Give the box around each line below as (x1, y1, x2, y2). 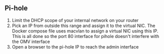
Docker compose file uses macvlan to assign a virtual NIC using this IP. (11, 27, 158, 34)
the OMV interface (11, 38, 50, 44)
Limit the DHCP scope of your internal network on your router (11, 17, 139, 23)
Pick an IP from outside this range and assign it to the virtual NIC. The (11, 22, 155, 28)
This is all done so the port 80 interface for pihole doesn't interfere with (11, 33, 159, 39)
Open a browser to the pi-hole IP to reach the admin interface (11, 43, 139, 49)
